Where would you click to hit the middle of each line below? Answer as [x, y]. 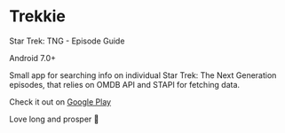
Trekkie [38, 16]
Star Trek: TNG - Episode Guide [67, 41]
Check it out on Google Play [60, 102]
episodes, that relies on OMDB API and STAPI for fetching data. [125, 84]
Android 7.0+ [32, 58]
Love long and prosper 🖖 [54, 119]
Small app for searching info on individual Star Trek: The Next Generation [143, 75]
